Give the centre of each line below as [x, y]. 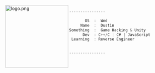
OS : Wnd [96, 20]
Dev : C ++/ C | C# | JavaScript [116, 34]
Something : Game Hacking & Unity [107, 30]
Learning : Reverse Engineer [103, 39]
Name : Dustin [97, 25]
